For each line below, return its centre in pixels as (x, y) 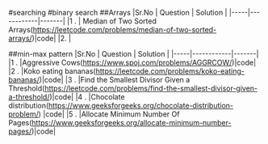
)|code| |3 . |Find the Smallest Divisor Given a (115, 80)
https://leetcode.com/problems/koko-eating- (170, 71)
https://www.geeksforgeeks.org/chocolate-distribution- (141, 106)
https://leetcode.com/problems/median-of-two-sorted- (125, 30)
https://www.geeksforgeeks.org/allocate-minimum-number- (132, 123)
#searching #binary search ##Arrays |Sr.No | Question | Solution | (118, 13)
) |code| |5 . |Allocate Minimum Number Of (109, 114)
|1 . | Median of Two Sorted (112, 21)
